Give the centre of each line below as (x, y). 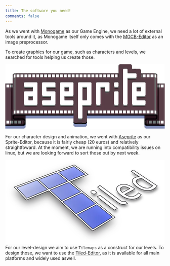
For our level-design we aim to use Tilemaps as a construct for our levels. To (84, 247)
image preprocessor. (27, 42)
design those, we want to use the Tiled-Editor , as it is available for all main (82, 253)
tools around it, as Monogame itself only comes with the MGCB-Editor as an (84, 36)
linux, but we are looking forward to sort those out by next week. (73, 153)
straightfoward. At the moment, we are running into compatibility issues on (83, 147)
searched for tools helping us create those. (50, 57)
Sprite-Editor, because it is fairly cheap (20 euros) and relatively (72, 142)
